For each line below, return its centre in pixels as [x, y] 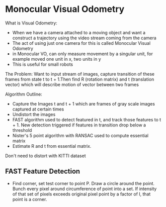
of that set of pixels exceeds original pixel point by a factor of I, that [81, 194]
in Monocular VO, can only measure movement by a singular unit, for [83, 54]
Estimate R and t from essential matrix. [52, 146]
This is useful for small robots [43, 64]
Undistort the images [34, 114]
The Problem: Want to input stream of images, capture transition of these [80, 74]
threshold [22, 130]
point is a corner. [30, 199]
